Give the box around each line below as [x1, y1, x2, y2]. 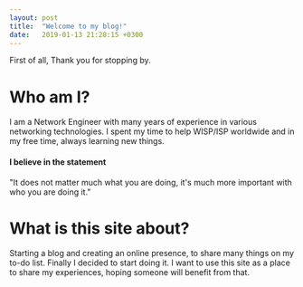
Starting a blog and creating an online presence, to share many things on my [9, 248, 295, 259]
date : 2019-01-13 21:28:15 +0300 [9, 30, 144, 39]
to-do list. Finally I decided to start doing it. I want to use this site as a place [9, 257, 291, 268]
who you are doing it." [9, 187, 91, 197]
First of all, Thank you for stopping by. [9, 55, 151, 66]
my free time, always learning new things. [9, 136, 165, 147]
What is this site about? [9, 218, 190, 238]
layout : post [9, 13, 59, 23]
